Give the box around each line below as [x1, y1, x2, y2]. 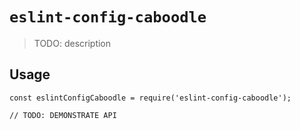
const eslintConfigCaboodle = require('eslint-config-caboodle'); [9, 93, 292, 103]
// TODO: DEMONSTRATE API [9, 110, 117, 120]
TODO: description [33, 37, 112, 49]
